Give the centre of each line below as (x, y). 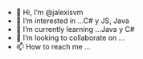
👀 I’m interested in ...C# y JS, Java (73, 21)
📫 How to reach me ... (53, 47)
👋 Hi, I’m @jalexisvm (49, 12)
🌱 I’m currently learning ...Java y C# (75, 29)
